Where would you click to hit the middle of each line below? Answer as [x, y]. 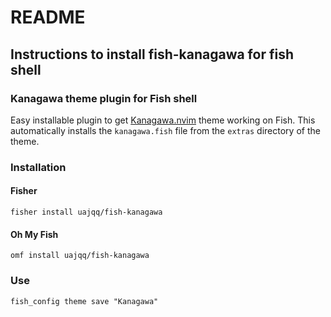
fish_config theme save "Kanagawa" [84, 301]
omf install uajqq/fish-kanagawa [80, 256]
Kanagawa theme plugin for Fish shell [104, 98]
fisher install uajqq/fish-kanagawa [86, 212]
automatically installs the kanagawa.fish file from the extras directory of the [165, 130]
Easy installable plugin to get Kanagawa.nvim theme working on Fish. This [163, 120]
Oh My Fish [34, 234]
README [48, 17]
